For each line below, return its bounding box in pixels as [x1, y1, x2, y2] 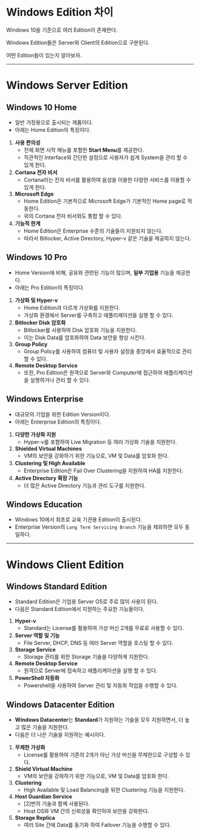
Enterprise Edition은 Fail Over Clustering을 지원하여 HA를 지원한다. [23, 467, 183, 474]
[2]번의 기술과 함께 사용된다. [23, 800, 90, 807]
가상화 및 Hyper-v [14, 296, 58, 304]
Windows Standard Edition [6, 581, 107, 591]
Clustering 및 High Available [14, 459, 86, 467]
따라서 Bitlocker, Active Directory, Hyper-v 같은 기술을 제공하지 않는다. [23, 234, 192, 242]
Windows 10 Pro [6, 252, 67, 262]
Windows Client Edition [6, 558, 124, 572]
